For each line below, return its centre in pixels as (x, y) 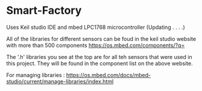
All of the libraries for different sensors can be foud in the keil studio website (101, 39)
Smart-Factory (44, 11)
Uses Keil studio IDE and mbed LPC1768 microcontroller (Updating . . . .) (96, 27)
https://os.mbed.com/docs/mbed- (109, 75)
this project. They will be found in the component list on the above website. (99, 63)
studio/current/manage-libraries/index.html (60, 81)
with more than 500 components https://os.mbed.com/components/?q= (96, 45)
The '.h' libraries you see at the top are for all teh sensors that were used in (99, 57)
